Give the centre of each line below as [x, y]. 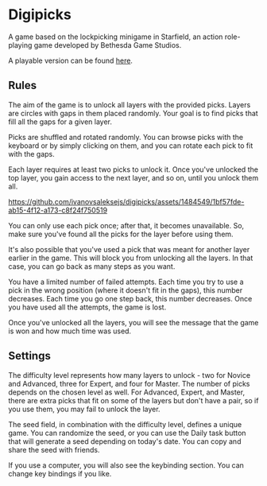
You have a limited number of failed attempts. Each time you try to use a [126, 282]
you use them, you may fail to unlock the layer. [84, 409]
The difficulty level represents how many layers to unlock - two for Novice [130, 375]
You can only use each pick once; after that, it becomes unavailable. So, [126, 225]
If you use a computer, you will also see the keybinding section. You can [126, 465]
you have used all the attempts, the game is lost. [87, 307]
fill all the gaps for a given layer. [60, 122]
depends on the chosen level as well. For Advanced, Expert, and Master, [126, 392]
